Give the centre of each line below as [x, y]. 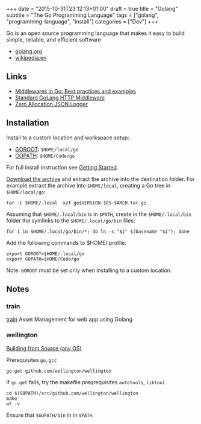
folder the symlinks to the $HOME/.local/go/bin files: [71, 220]
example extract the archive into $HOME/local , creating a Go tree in [88, 185]
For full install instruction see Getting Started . [62, 167]
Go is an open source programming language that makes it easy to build [95, 33]
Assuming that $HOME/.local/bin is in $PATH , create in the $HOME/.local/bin [99, 214]
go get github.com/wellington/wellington [59, 371]
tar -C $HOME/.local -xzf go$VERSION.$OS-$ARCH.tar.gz [76, 203]
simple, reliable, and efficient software [54, 40]
